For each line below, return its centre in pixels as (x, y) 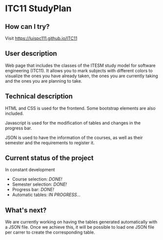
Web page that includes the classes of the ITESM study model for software (80, 65)
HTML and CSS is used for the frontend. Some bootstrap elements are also (80, 108)
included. (14, 113)
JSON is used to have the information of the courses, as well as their (74, 137)
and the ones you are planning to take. (44, 81)
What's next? (26, 210)
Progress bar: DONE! (33, 190)
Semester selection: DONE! (40, 184)
